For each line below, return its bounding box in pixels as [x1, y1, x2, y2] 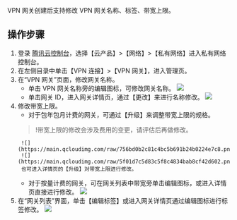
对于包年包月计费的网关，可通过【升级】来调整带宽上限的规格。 [28, 110, 214, 118]
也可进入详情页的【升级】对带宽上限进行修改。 [21, 165, 137, 173]
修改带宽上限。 [17, 102, 62, 110]
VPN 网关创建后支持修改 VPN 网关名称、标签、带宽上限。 [7, 6, 175, 14]
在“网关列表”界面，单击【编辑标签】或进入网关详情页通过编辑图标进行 [17, 196, 222, 204]
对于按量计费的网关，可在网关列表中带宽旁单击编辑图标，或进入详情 [28, 178, 227, 187]
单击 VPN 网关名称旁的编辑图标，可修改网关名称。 [28, 84, 175, 92]
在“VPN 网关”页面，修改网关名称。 [17, 75, 119, 83]
